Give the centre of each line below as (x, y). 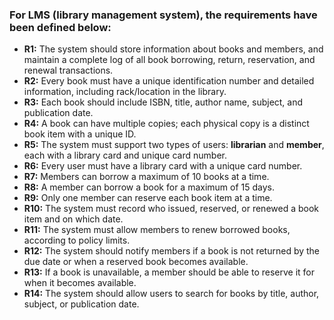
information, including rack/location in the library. (125, 92)
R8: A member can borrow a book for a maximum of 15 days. (149, 187)
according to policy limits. (77, 240)
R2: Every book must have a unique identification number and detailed (169, 81)
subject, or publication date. (81, 304)
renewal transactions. (68, 70)
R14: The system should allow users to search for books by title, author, (171, 294)
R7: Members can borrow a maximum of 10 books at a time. (146, 177)
